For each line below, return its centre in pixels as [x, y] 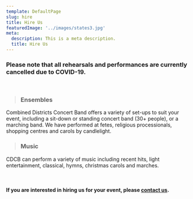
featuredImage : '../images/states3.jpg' [56, 28]
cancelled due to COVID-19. [46, 72]
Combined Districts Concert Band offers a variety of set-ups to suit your [93, 112]
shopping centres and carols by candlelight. [59, 131]
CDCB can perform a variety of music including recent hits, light [83, 159]
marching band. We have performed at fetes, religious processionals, [89, 125]
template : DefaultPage [34, 11]
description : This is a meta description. [64, 39]
